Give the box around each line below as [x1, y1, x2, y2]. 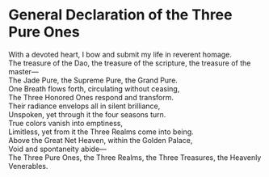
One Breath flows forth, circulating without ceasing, [8, 83, 180, 94]
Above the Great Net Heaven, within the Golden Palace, [8, 135, 193, 145]
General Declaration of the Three [8, 6, 233, 24]
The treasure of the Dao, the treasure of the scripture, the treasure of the [8, 58, 251, 68]
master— [8, 66, 39, 76]
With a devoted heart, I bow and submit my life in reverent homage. [8, 49, 233, 59]
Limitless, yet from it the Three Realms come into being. [8, 127, 194, 137]
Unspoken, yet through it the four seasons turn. [8, 109, 166, 119]
